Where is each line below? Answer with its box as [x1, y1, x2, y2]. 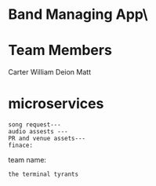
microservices [8, 95, 104, 113]
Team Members [8, 42, 112, 60]
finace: [8, 141, 34, 150]
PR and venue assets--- [8, 135, 86, 143]
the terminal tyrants [8, 170, 79, 178]
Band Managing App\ [8, 5, 148, 24]
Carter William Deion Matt [8, 67, 92, 77]
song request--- [8, 121, 61, 129]
